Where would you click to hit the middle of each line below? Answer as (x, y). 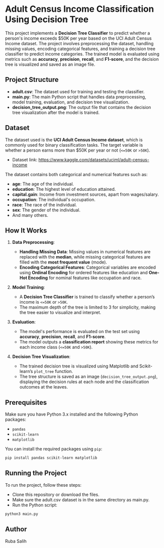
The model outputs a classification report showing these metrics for (89, 342)
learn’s (26, 371)
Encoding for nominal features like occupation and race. (85, 278)
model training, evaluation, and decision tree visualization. (71, 102)
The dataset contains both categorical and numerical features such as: (76, 174)
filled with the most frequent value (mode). (63, 262)
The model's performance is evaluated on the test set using (80, 332)
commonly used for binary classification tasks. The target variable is (74, 145)
